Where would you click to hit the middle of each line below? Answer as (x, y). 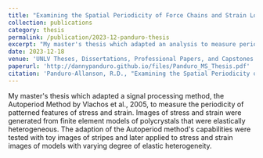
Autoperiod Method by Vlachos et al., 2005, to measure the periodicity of (126, 104)
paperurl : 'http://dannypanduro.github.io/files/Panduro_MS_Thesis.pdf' (129, 66)
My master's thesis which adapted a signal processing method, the (116, 95)
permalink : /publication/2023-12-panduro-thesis (89, 37)
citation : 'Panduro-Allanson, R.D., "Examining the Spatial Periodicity (129, 74)
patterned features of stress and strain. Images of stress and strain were (125, 112)
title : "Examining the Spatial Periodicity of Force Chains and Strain (127, 15)
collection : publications (50, 23)
